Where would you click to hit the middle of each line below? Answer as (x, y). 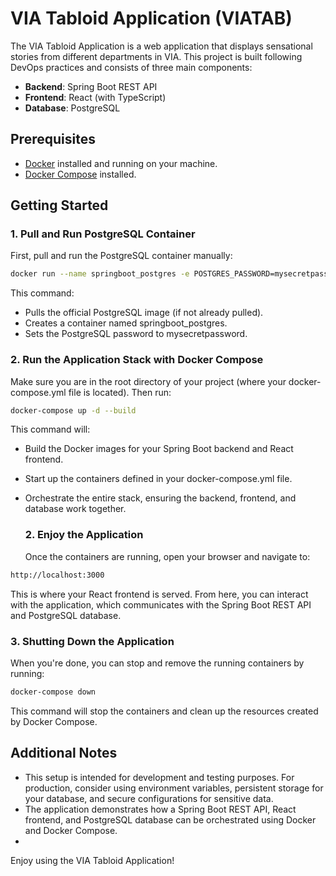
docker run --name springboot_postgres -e (100, 274)
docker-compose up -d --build (73, 410)
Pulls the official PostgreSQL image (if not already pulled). (144, 313)
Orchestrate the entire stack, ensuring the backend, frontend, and (160, 498)
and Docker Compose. (71, 830)
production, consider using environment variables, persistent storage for (174, 788)
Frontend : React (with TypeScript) (95, 97)
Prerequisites (53, 139)
